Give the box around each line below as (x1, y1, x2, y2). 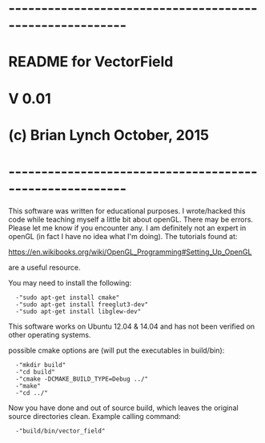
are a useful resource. (8, 262, 81, 272)
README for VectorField (8, 53, 174, 71)
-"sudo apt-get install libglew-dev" (15, 307, 142, 315)
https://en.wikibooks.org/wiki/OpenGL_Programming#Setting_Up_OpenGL (8, 247, 252, 257)
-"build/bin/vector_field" (15, 427, 106, 435)
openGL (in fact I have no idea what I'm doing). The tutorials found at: (8, 231, 238, 241)
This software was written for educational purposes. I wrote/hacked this (8, 206, 246, 215)
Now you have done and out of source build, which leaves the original (8, 403, 239, 413)
